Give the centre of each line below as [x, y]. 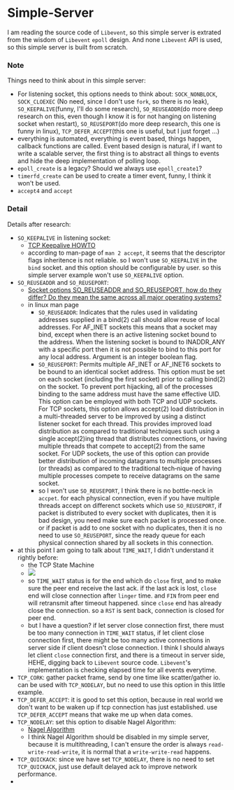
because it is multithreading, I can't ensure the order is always [117, 744]
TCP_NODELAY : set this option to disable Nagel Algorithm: [97, 721]
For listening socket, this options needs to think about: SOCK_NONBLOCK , [117, 94]
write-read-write [53, 752]
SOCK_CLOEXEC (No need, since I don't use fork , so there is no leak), [113, 101]
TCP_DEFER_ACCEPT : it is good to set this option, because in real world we [120, 699]
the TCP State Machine [61, 565]
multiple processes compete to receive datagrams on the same [129, 475]
